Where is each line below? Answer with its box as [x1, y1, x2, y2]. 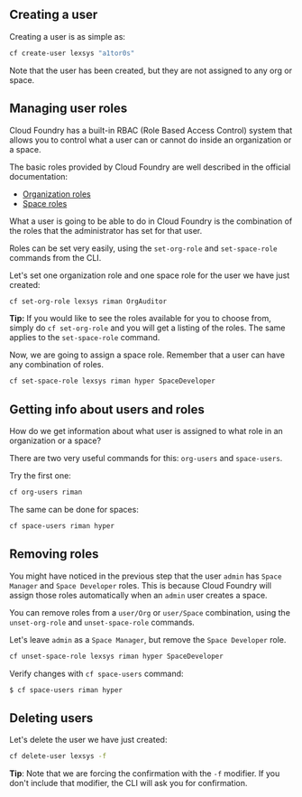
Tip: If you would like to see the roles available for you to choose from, [9, 313, 272, 324]
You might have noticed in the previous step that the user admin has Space [9, 570, 282, 581]
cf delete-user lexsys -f [9, 752, 106, 761]
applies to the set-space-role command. [9, 332, 160, 343]
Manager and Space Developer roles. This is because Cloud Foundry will [9, 579, 272, 590]
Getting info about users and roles [9, 402, 205, 417]
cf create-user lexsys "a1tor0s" [9, 49, 135, 58]
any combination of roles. [9, 359, 104, 370]
